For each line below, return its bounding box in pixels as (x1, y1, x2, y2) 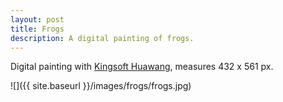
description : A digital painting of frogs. (10, 33, 195, 43)
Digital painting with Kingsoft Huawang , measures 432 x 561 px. (10, 61, 274, 73)
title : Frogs (10, 24, 65, 34)
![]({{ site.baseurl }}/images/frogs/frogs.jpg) (10, 80, 192, 92)
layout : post (10, 14, 65, 25)
